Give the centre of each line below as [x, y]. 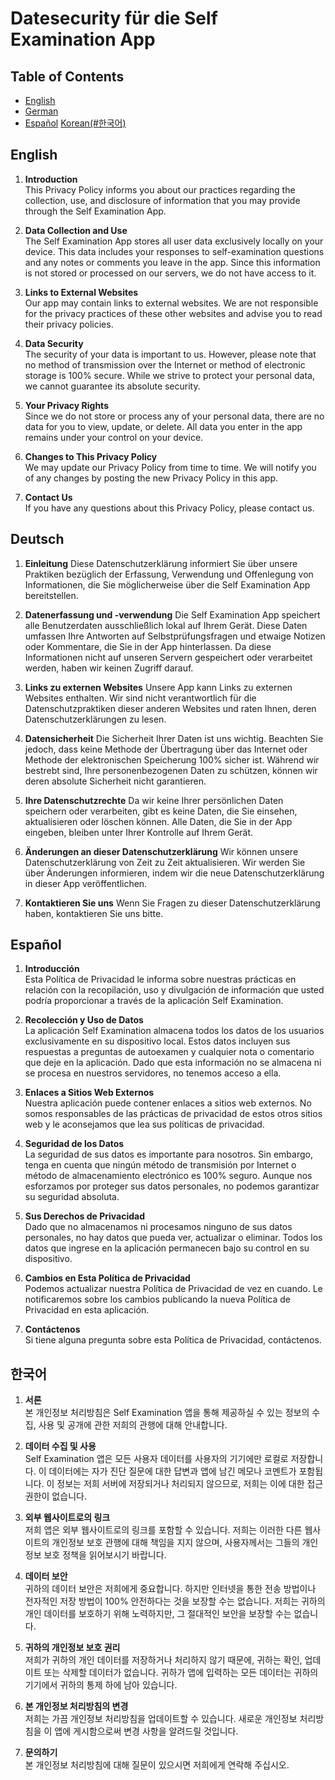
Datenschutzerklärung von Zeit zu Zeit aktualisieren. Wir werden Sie [165, 862]
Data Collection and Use [76, 230]
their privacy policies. [69, 324]
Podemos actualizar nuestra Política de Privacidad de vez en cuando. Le [173, 1289]
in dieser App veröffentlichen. [86, 883]
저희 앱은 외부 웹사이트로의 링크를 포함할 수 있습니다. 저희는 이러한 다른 [163, 1530]
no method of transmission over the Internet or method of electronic [165, 364]
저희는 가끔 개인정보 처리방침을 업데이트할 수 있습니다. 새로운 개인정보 [161, 1719]
